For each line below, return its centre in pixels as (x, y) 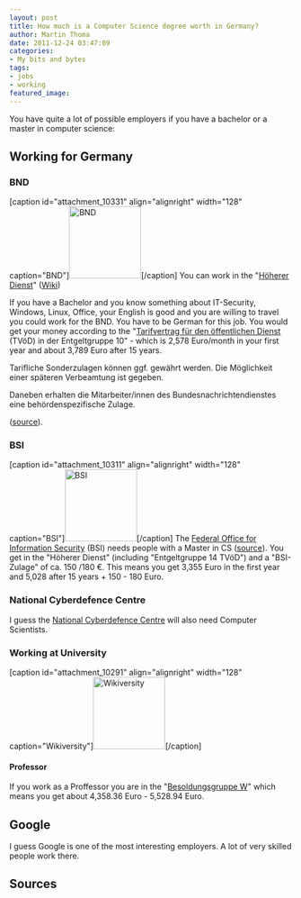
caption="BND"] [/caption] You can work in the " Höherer (149, 276)
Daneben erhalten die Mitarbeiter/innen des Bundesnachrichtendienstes (143, 395)
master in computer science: (62, 128)
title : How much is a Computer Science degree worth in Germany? (134, 26)
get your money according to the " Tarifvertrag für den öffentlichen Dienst (145, 331)
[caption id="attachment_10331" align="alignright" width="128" (126, 202)
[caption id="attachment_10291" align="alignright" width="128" (126, 673)
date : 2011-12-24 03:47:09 (60, 43)
